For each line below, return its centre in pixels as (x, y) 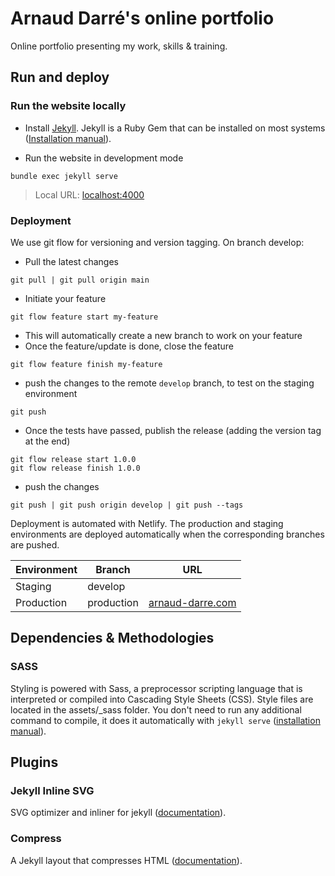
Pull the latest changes (72, 261)
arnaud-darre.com (192, 602)
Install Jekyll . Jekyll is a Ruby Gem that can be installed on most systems (175, 128)
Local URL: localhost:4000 (89, 194)
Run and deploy (60, 77)
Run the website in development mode (104, 158)
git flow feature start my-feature (84, 317)
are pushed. (35, 544)
